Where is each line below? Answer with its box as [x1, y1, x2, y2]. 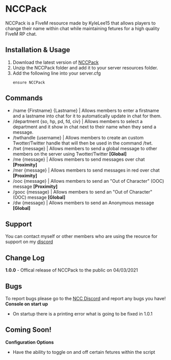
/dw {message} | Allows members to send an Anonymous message [12, 200, 154, 206]
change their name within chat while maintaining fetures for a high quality [5, 25, 160, 31]
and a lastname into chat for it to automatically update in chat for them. [12, 113, 162, 119]
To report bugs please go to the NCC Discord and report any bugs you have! [5, 296, 166, 301]
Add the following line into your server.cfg [12, 70, 101, 76]
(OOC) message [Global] [12, 194, 65, 200]
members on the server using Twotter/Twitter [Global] [12, 151, 127, 157]
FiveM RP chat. [5, 31, 37, 37]
